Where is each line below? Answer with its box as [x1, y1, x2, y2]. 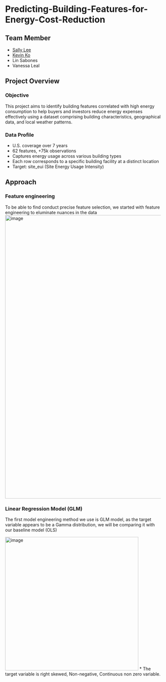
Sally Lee [12, 47, 31, 53]
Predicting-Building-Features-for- [5, 3, 148, 15]
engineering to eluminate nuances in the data [5, 209, 97, 215]
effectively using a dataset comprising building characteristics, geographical [5, 114, 161, 119]
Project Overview [5, 77, 60, 85]
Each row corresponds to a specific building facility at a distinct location [12, 158, 159, 164]
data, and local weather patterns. [5, 119, 73, 125]
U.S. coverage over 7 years [12, 142, 68, 148]
